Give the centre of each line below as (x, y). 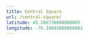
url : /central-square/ (34, 17)
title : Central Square (34, 11)
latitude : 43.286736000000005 (43, 22)
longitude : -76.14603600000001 (45, 28)
